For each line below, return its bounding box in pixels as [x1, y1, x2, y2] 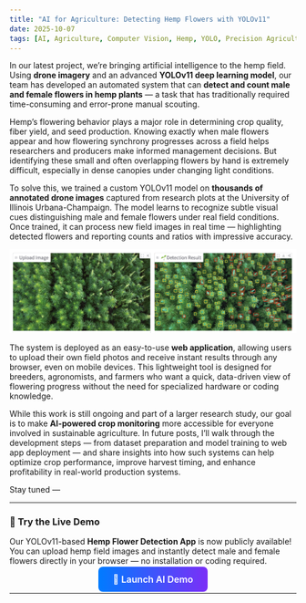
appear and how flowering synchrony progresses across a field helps [9, 136, 270, 147]
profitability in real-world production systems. [9, 466, 181, 477]
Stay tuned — [9, 483, 61, 494]
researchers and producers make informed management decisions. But [9, 146, 278, 157]
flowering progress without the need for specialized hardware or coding [9, 380, 280, 391]
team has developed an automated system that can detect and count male [9, 79, 291, 90]
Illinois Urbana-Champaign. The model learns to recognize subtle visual [9, 202, 279, 213]
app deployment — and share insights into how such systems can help [9, 447, 275, 458]
